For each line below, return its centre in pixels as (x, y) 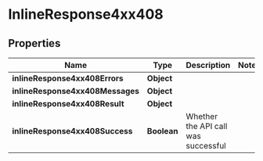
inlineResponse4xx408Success (72, 131)
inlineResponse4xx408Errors (68, 78)
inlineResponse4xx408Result (68, 104)
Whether (202, 116)
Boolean (162, 131)
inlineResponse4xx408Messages (76, 91)
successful (206, 146)
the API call (207, 126)
